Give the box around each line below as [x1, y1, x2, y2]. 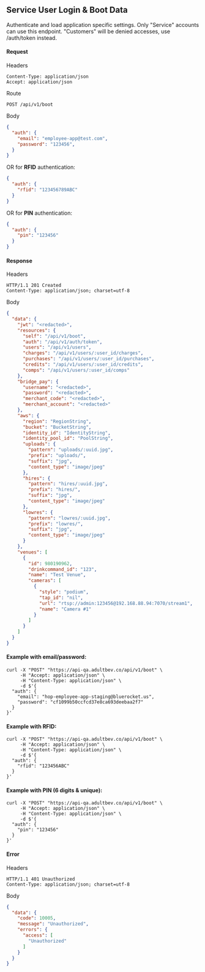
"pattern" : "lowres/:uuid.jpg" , [28, 515, 111, 521]
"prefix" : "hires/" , [28, 486, 81, 493]
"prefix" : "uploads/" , [28, 453, 86, 459]
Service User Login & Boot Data [6, 5, 128, 15]
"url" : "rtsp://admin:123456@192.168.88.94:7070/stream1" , [39, 600, 193, 606]
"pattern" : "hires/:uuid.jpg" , [28, 481, 108, 487]
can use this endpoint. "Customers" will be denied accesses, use [6, 28, 170, 35]
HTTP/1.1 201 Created [6, 283, 62, 289]
